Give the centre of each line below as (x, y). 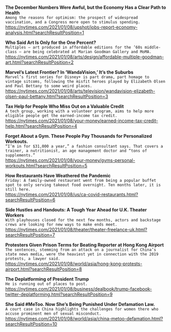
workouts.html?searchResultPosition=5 (46, 166)
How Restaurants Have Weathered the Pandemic (58, 175)
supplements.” (20, 155)
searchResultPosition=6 (30, 200)
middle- (153, 48)
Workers (15, 215)
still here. (18, 189)
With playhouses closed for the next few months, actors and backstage (83, 220)
